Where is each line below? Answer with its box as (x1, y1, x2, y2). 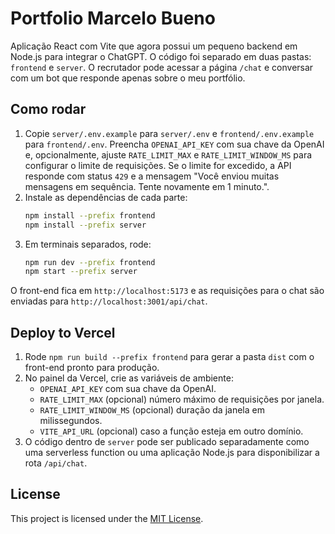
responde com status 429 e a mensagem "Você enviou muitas (24, 170, 280, 182)
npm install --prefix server (24, 220, 147, 230)
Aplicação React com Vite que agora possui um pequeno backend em (10, 40, 298, 52)
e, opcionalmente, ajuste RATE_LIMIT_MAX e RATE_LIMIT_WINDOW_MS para (24, 148, 313, 161)
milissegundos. (39, 415, 103, 427)
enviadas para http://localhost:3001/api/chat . (10, 295, 208, 307)
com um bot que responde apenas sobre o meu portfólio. (10, 72, 246, 84)
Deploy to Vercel (10, 324, 116, 341)
